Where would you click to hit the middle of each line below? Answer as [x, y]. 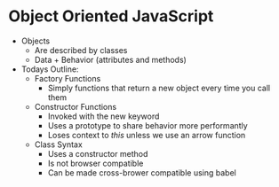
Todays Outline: [50, 69]
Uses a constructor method [98, 153]
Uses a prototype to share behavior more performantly [147, 125]
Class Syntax [59, 144]
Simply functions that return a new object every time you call [159, 88]
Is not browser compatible [96, 163]
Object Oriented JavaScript [111, 16]
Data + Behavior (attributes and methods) [111, 59]
